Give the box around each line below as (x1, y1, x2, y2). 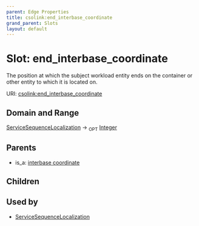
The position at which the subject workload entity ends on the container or (6, 72, 193, 79)
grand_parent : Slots (6, 20, 59, 26)
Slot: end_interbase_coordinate (6, 52, 168, 65)
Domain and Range (6, 107, 79, 118)
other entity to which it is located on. (6, 78, 98, 85)
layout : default (6, 25, 47, 32)
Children (6, 176, 39, 187)
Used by (6, 197, 38, 207)
